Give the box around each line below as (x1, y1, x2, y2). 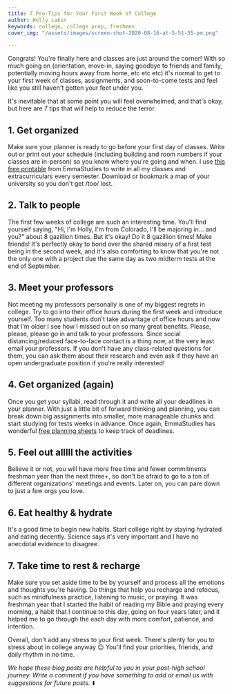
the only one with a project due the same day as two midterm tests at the (8, 254, 216, 262)
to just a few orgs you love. (8, 487, 85, 495)
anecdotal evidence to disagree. (8, 540, 99, 548)
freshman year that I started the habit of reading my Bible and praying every (8, 600, 224, 608)
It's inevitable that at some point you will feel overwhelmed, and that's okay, (8, 97, 224, 106)
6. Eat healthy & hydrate (8, 507, 113, 519)
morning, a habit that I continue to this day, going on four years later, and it (8, 607, 220, 615)
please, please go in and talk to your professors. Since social (8, 329, 182, 338)
